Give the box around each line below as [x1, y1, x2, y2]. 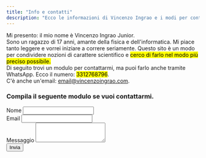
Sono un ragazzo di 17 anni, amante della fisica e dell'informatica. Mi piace [6, 38, 195, 45]
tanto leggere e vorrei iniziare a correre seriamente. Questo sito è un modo [6, 44, 195, 52]
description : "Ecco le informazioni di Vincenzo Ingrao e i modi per [6, 15, 188, 21]
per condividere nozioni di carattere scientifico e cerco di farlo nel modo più [6, 51, 198, 58]
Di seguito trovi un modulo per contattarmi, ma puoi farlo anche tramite [6, 64, 186, 71]
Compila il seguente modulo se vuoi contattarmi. [6, 92, 154, 101]
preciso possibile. [6, 58, 51, 65]
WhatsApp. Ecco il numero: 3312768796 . [6, 70, 109, 78]
